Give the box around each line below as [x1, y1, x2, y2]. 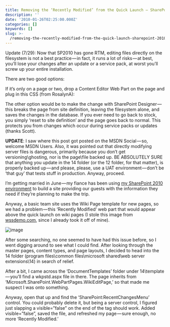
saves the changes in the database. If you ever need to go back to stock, [5, 111, 157, 117]
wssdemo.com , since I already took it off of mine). [5, 217, 110, 223]
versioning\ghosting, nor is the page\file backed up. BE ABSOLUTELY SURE [5, 154, 163, 160]
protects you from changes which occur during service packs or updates [5, 123, 158, 129]
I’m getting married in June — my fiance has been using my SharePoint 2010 [5, 180, 163, 186]
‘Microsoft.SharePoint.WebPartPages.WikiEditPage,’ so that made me [5, 279, 150, 285]
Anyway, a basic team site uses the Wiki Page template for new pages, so [5, 200, 159, 206]
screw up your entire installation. [5, 66, 73, 72]
